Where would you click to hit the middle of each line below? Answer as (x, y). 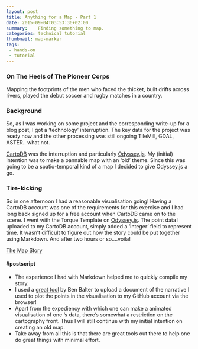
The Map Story (24, 250)
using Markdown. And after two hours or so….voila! (69, 239)
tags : (13, 45)
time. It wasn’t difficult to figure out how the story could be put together (93, 232)
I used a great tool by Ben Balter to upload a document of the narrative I (102, 289)
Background (24, 111)
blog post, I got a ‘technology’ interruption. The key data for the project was (98, 130)
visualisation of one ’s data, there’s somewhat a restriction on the (94, 315)
